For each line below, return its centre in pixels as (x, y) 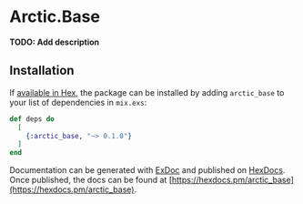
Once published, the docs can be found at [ (91, 180)
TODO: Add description (55, 42)
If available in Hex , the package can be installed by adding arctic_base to (147, 92)
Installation (42, 71)
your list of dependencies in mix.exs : (78, 102)
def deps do (32, 119)
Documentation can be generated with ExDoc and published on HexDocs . (147, 170)
